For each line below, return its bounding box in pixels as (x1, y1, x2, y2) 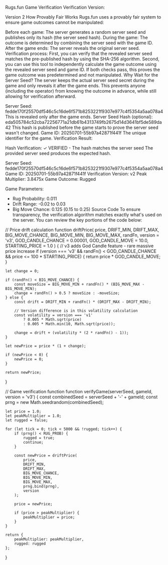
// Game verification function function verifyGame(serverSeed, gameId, (5, 389, 153, 394)
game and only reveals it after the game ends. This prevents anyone (5, 83, 145, 89)
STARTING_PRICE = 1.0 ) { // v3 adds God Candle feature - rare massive (5, 243, 154, 249)
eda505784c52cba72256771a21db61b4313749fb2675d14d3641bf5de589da (5, 119, 162, 125)
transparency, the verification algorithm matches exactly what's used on (12, 211, 162, 218)
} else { (5, 295, 24, 300)
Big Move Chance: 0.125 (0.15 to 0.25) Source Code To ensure (12, 206, 141, 212)
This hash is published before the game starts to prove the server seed (12, 124, 158, 130)
